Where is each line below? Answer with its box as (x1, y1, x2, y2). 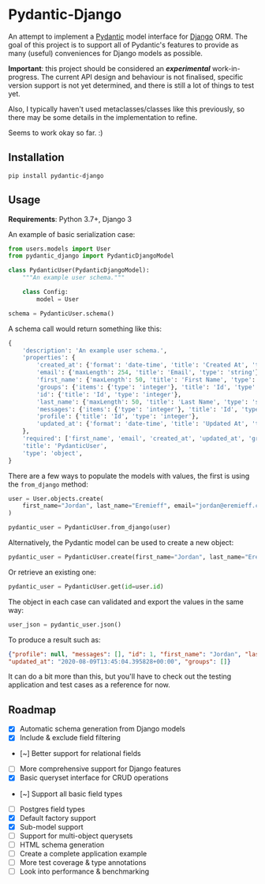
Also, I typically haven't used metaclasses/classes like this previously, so (8, 104, 245, 114)
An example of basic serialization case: (8, 229, 136, 239)
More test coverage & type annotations (19, 857, 147, 867)
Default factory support (19, 813, 96, 822)
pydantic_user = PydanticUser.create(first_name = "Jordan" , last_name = (8, 553, 245, 562)
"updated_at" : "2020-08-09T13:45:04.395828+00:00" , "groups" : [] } (8, 657, 231, 665)
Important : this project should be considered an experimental (8, 63, 211, 73)
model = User (36, 295, 80, 303)
